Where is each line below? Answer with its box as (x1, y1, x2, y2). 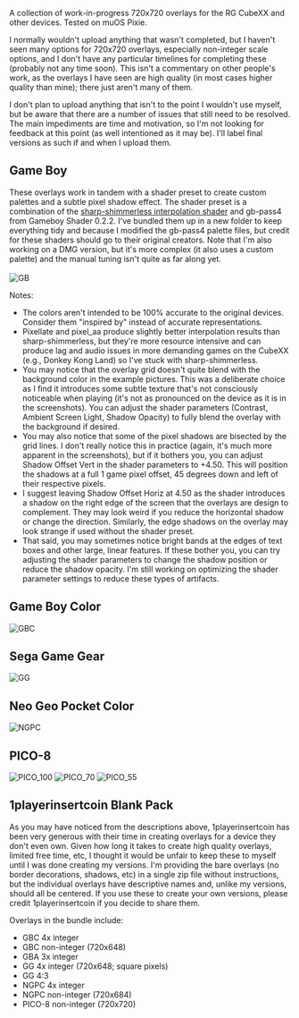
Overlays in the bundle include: (9, 914, 124, 925)
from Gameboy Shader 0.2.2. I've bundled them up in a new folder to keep (9, 215, 283, 226)
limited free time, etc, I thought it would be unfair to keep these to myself (9, 850, 277, 861)
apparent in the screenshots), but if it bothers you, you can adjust (21, 449, 263, 460)
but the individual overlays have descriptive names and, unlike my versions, (9, 878, 287, 889)
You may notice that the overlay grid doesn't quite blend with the (21, 364, 261, 375)
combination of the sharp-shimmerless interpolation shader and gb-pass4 (9, 206, 283, 216)
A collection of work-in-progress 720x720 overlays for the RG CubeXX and (9, 8, 286, 18)
